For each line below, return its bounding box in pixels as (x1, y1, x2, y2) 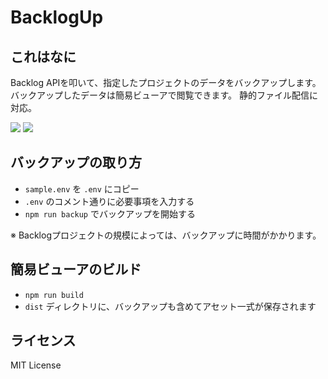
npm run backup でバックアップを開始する (24, 207, 196, 220)
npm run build (24, 290, 84, 300)
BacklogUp (10, 6, 104, 29)
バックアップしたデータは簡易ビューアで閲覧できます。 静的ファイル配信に (10, 89, 318, 101)
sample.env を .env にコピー (24, 182, 140, 195)
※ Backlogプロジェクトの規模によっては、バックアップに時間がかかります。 (10, 229, 322, 241)
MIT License (10, 359, 62, 371)
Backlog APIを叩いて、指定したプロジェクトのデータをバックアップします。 (10, 77, 322, 88)
